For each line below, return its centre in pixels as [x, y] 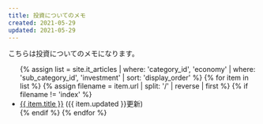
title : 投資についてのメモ [47, 15]
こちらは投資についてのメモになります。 [74, 54]
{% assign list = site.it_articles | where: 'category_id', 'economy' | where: [137, 70]
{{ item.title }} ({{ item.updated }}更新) [81, 104]
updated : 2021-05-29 [42, 30]
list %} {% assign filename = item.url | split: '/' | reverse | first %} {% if [134, 86]
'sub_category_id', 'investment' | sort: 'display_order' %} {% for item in [134, 78]
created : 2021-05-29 [42, 23]
